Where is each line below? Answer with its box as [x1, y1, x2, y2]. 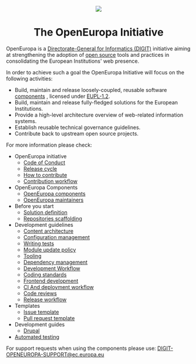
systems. [14, 117, 37, 124]
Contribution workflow [23, 178, 78, 185]
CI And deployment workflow [23, 283, 94, 290]
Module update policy [23, 246, 76, 253]
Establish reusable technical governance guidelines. [14, 124, 141, 131]
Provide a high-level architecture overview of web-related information [14, 111, 184, 118]
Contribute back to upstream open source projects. [14, 130, 139, 137]
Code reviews [23, 290, 57, 297]
